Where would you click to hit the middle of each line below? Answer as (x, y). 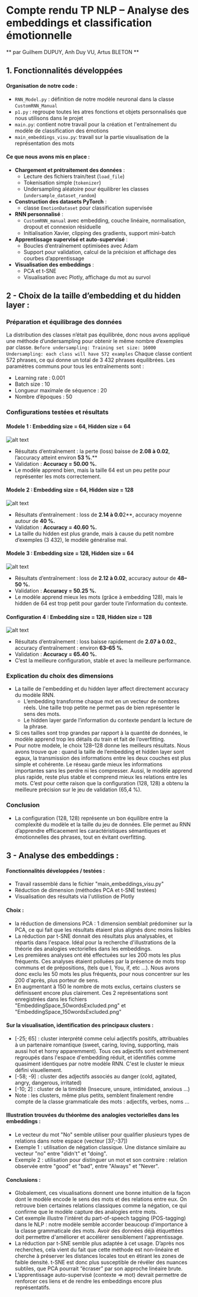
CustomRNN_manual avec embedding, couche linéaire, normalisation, (105, 220)
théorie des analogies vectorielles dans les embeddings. (83, 949)
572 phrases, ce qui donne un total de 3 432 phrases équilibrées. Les (91, 360)
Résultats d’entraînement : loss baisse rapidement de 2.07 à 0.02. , (96, 642)
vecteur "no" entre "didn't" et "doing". (61, 1153)
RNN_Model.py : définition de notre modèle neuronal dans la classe (94, 99)
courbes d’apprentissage (54, 258)
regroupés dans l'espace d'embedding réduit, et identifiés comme (95, 1057)
